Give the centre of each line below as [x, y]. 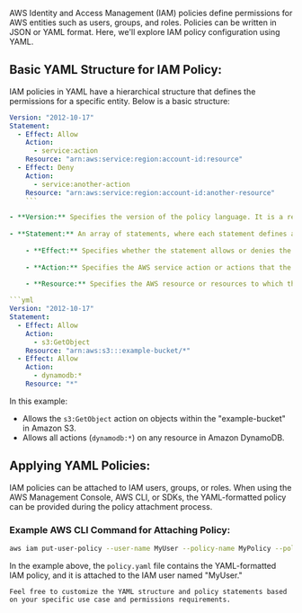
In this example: [39, 401]
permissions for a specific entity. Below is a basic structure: [120, 101]
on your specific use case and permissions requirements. [120, 600]
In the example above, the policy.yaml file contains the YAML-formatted [143, 565]
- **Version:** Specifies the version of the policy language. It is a [146, 218]
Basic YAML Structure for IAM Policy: [116, 70]
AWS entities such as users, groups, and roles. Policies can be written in [143, 22]
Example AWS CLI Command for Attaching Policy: [120, 529]
